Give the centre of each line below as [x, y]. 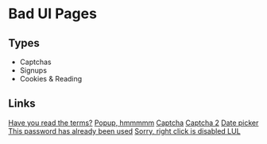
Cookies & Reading [51, 79]
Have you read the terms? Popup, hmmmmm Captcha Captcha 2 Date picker [133, 123]
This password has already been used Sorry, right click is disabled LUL [124, 131]
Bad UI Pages [53, 14]
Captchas [35, 62]
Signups [33, 70]
